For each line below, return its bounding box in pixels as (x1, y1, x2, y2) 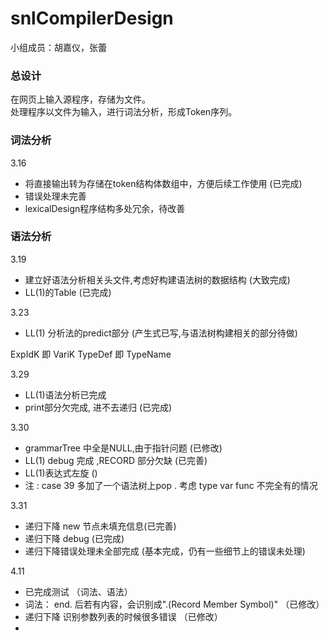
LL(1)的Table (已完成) (24, 286, 112, 298)
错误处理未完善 (24, 190, 87, 202)
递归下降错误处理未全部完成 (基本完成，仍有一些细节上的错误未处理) (24, 545, 306, 557)
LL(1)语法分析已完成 (24, 388, 107, 401)
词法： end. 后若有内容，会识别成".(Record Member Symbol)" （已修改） (24, 598, 325, 610)
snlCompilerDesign (10, 7, 174, 30)
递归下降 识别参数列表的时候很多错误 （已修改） (24, 610, 223, 622)
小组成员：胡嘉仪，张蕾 (10, 41, 107, 53)
